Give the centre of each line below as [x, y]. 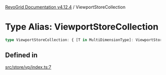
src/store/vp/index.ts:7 [28, 67]
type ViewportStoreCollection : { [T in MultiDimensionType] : [69, 40]
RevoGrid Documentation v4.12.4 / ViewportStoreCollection [65, 7]
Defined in [21, 55]
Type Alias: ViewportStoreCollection [82, 27]
